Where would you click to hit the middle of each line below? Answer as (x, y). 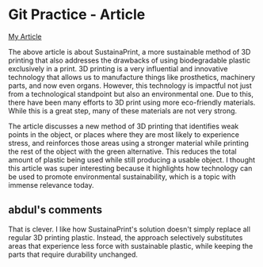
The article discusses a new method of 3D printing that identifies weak (124, 126)
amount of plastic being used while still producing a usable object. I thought (132, 159)
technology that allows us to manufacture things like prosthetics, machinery (132, 77)
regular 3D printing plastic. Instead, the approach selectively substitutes (126, 237)
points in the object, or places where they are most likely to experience (124, 134)
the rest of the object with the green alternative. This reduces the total (122, 151)
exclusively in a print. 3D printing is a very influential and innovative (118, 68)
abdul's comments (55, 210)
